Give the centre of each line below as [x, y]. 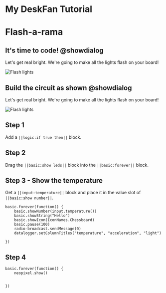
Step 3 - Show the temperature [54, 181]
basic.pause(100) [32, 225]
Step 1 [15, 125]
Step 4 [16, 257]
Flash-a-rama [34, 32]
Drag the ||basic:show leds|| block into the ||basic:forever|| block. [77, 165]
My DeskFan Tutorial [49, 9]
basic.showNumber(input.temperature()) [56, 211]
